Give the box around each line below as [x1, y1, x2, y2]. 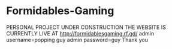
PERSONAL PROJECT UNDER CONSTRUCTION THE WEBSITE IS [6, 24, 166, 31]
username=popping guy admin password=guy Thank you [6, 36, 149, 43]
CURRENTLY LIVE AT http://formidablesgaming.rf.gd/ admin [6, 30, 155, 37]
